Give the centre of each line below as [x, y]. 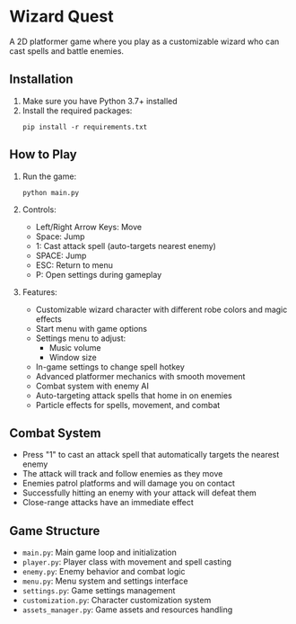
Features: [40, 292]
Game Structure [55, 531]
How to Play [44, 155]
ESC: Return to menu [74, 265]
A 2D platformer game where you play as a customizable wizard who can [144, 41]
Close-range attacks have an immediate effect [108, 503]
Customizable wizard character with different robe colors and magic [161, 309]
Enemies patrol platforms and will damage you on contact [129, 484]
